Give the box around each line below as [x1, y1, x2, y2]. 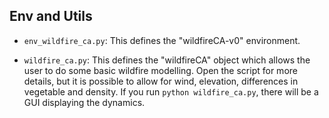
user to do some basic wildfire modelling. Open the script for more [23, 64, 298, 76]
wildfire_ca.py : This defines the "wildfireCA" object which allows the [23, 54, 311, 66]
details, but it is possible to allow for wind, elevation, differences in [23, 75, 299, 87]
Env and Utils [9, 8, 93, 25]
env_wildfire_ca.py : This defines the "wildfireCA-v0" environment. [23, 34, 301, 46]
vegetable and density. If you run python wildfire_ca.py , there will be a [23, 85, 319, 98]
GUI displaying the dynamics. [23, 96, 146, 108]
